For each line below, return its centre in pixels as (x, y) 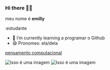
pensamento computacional (34, 53)
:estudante (16, 28)
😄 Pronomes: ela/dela (35, 43)
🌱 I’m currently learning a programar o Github (58, 38)
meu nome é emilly (25, 19)
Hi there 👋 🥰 (19, 8)
